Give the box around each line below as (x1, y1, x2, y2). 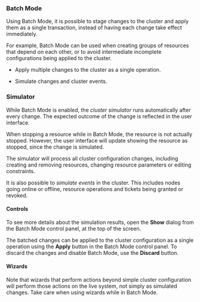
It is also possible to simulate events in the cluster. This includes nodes (6, 179, 181, 186)
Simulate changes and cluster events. (14, 78, 107, 85)
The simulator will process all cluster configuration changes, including (6, 155, 179, 162)
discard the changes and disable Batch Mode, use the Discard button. (6, 249, 179, 256)
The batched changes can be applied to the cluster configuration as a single (6, 236, 194, 244)
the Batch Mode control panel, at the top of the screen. (6, 225, 141, 232)
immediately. (6, 30, 38, 38)
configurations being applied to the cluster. (6, 55, 112, 62)
